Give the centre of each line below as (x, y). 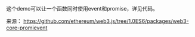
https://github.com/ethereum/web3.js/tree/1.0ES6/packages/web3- (106, 21)
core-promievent (27, 28)
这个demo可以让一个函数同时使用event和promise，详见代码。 (82, 9)
